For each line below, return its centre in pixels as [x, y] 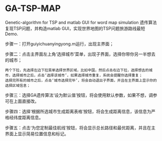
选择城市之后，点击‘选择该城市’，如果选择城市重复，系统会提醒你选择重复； [77, 75]
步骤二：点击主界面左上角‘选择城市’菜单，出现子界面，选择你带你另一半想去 [80, 54]
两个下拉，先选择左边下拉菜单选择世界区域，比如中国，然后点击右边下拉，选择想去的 [77, 70]
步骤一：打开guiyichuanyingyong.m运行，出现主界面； [59, 43]
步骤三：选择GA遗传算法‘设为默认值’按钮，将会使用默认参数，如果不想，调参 [81, 95]
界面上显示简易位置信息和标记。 [37, 134]
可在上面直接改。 [22, 101]
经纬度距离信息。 [26, 117]
